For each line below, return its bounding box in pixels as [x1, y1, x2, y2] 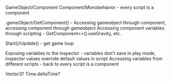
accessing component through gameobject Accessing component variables [5, 25, 165, 31]
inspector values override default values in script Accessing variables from [5, 56, 163, 62]
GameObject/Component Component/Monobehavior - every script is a [5, 5, 154, 10]
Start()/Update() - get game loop [5, 40, 74, 46]
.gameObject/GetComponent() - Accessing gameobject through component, [5, 20, 166, 25]
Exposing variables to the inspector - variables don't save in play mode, [5, 50, 156, 56]
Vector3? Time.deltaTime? [5, 71, 60, 77]
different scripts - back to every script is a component [5, 61, 119, 67]
